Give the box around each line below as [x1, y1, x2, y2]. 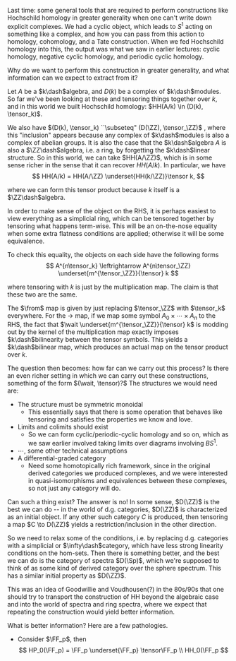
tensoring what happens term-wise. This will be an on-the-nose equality [7, 222, 218, 230]
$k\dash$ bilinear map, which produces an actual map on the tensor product [7, 343, 229, 352]
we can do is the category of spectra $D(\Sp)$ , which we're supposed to [7, 556, 220, 565]
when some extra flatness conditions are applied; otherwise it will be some [7, 229, 224, 237]
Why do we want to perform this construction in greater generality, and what [7, 66, 230, 74]
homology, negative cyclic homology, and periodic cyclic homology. [7, 52, 204, 61]
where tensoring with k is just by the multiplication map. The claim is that [7, 282, 218, 291]
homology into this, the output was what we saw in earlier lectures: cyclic [7, 44, 221, 53]
